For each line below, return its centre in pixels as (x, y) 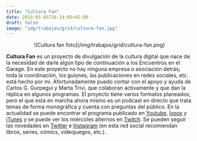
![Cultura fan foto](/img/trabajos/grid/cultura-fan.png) (99, 45)
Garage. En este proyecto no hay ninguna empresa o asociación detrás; (93, 69)
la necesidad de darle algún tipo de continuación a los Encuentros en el (93, 63)
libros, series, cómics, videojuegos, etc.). (56, 132)
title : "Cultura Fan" (33, 12)
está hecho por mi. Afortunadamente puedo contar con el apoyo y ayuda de (98, 82)
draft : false (22, 23)
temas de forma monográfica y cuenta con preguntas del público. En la (93, 107)
